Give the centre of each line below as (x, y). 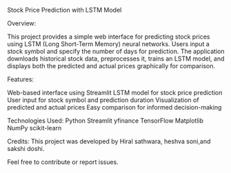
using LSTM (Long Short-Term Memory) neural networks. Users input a (109, 44)
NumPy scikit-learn (34, 128)
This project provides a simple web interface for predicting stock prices (109, 37)
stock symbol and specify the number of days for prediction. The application (116, 51)
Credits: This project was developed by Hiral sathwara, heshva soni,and (109, 141)
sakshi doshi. (26, 149)
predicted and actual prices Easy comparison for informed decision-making (114, 107)
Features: (21, 79)
